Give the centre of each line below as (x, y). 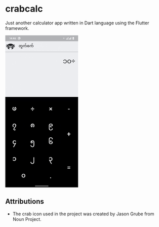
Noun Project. (27, 219)
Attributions (25, 201)
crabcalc (24, 9)
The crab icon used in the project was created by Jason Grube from (83, 214)
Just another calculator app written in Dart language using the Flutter (77, 23)
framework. (17, 28)
